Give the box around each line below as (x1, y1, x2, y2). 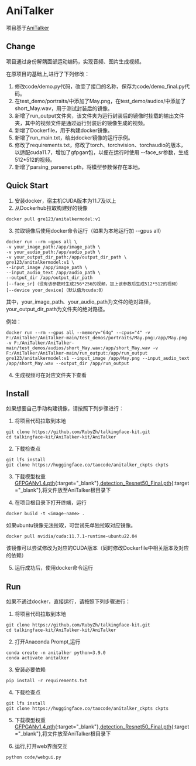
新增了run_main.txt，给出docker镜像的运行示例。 (14, 134, 133, 141)
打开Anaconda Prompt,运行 (14, 638, 81, 645)
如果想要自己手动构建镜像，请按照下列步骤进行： (6, 405, 124, 412)
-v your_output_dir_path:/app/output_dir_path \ (6, 254, 127, 260)
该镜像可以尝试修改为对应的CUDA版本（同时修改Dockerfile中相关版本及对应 (6, 544, 189, 551)
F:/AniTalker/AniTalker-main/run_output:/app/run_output (6, 350, 148, 356)
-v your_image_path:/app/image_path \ (6, 244, 101, 250)
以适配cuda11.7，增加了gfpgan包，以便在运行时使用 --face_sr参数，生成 (14, 148, 189, 156)
